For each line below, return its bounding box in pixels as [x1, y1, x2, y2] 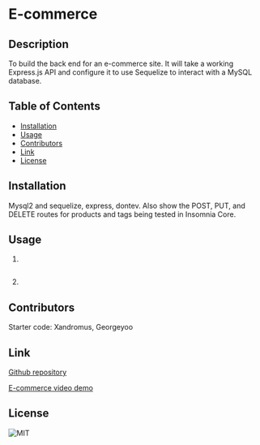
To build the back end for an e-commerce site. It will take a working [8, 58, 233, 68]
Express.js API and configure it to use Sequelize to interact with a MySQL [8, 67, 253, 77]
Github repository [8, 367, 67, 378]
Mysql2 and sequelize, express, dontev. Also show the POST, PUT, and [8, 201, 245, 210]
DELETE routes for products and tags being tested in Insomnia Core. [8, 209, 237, 219]
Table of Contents [8, 99, 101, 114]
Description [8, 37, 69, 51]
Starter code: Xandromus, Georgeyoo [8, 322, 134, 332]
